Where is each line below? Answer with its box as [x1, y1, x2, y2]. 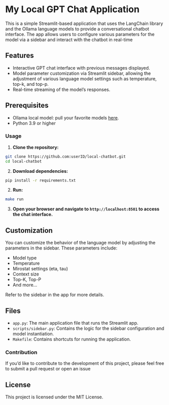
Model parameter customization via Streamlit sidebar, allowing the [12, 70, 151, 76]
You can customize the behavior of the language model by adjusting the [5, 240, 156, 246]
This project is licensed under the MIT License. [5, 394, 104, 400]
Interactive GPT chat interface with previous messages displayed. [12, 65, 150, 71]
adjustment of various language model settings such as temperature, [12, 75, 157, 82]
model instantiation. [12, 330, 54, 336]
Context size [12, 271, 39, 277]
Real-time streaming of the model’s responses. [12, 86, 111, 92]
